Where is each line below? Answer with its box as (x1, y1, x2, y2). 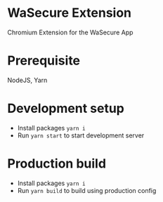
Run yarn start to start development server (17, 131, 145, 140)
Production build (7, 156, 107, 171)
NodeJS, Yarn (7, 76, 48, 84)
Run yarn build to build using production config (17, 186, 157, 194)
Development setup (7, 100, 125, 116)
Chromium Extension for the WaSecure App (7, 28, 133, 36)
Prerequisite (7, 53, 81, 69)
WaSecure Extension (7, 5, 132, 21)
